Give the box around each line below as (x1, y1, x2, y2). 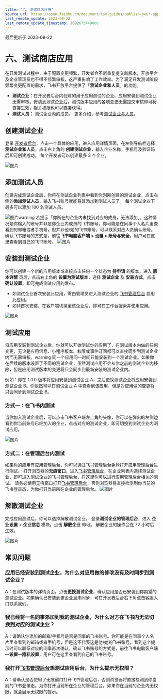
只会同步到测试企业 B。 (5, 389, 52, 395)
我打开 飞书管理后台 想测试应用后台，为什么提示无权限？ (5, 665, 134, 671)
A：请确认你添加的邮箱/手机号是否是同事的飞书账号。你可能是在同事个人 (5, 633, 150, 639)
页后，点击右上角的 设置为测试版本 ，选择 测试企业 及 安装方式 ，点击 (18, 274, 156, 280)
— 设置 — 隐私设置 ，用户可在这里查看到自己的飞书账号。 (5, 651, 115, 657)
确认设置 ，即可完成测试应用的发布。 (5, 280, 78, 286)
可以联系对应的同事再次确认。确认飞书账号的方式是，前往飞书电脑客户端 (13, 645, 158, 651)
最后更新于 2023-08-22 (5, 34, 52, 40)
